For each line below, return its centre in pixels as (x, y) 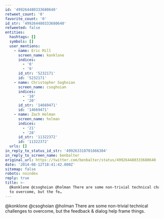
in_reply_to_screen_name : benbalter (42, 155)
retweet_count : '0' (25, 14)
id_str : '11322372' (38, 137)
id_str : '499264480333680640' (36, 23)
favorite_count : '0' (26, 19)
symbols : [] (22, 42)
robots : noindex (21, 174)
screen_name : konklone (41, 55)
